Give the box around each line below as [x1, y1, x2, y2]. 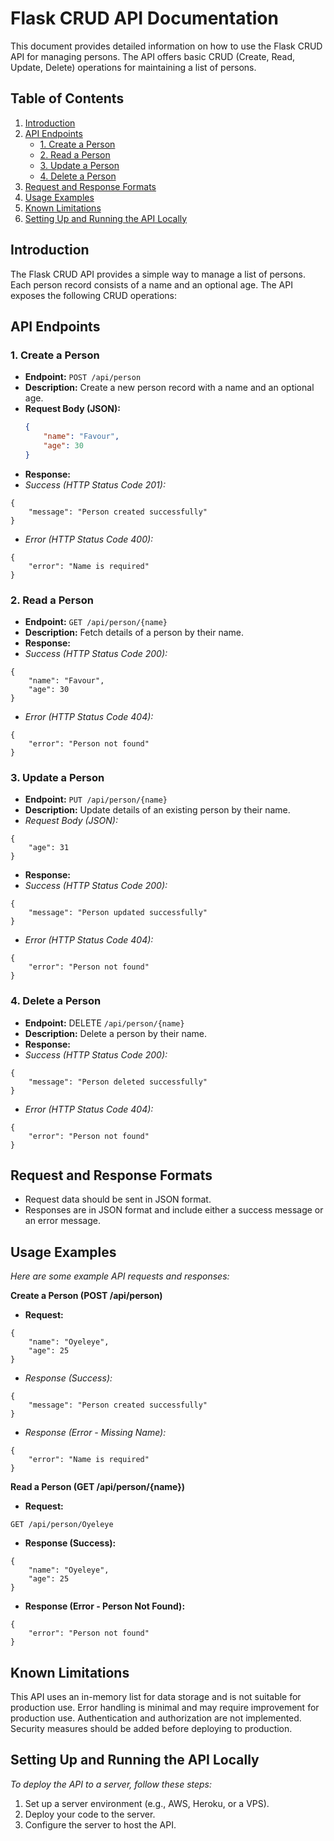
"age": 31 [28, 843, 70, 853]
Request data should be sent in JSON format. [24, 1193, 212, 1206]
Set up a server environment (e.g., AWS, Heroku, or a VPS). [24, 1797, 270, 1809]
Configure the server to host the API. [24, 1818, 177, 1831]
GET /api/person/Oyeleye [10, 1520, 114, 1530]
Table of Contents [10, 90, 125, 107]
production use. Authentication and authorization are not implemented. [10, 1712, 302, 1724]
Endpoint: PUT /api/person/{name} [24, 793, 168, 806]
